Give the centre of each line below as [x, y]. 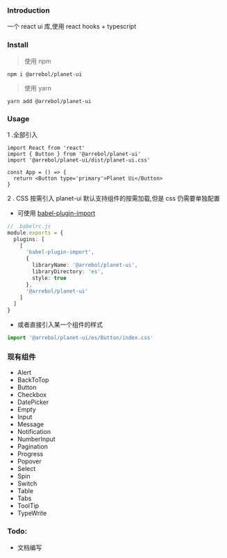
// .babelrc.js [29, 226]
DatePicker [33, 402]
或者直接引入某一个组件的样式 [60, 325]
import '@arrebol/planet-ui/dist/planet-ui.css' [79, 160]
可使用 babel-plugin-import [56, 213]
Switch [27, 483]
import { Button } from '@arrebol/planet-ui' [74, 154]
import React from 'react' [46, 148]
